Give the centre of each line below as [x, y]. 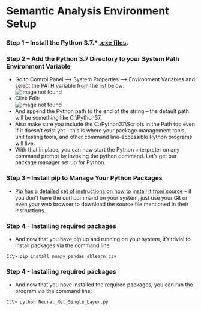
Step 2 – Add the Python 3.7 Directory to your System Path [93, 59]
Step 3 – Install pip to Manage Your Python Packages [84, 178]
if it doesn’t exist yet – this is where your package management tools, [100, 131]
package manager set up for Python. [60, 162]
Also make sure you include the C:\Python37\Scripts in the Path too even [105, 124]
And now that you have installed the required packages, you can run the [104, 285]
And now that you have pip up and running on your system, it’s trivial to [103, 239]
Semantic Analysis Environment [88, 11]
